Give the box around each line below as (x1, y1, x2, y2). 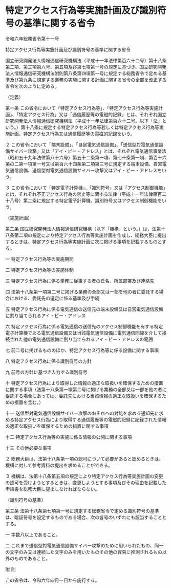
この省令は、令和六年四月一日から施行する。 (5, 577, 100, 583)
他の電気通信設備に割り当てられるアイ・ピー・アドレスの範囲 (23, 336, 154, 342)
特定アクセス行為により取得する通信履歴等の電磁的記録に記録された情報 (14, 416, 167, 422)
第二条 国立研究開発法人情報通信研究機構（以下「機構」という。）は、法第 (5, 226, 161, 232)
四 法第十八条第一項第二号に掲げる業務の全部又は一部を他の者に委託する (5, 288, 159, 295)
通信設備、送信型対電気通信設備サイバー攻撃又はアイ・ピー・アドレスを (9, 167, 162, 173)
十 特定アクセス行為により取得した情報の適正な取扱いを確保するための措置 (5, 380, 163, 386)
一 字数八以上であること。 (5, 531, 60, 538)
